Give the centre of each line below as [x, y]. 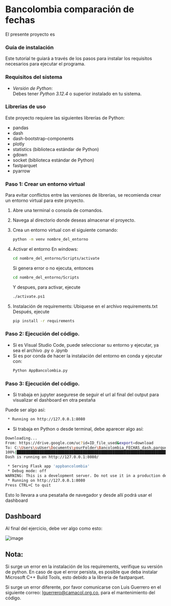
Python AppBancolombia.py [40, 370]
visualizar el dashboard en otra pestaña [54, 400]
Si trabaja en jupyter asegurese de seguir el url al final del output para [86, 395]
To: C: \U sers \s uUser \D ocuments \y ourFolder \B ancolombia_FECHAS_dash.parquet [87, 448]
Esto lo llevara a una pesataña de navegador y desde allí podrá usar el [79, 495]
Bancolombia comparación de [70, 9]
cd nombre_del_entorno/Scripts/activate [56, 258]
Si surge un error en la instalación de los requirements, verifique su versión [84, 567]
